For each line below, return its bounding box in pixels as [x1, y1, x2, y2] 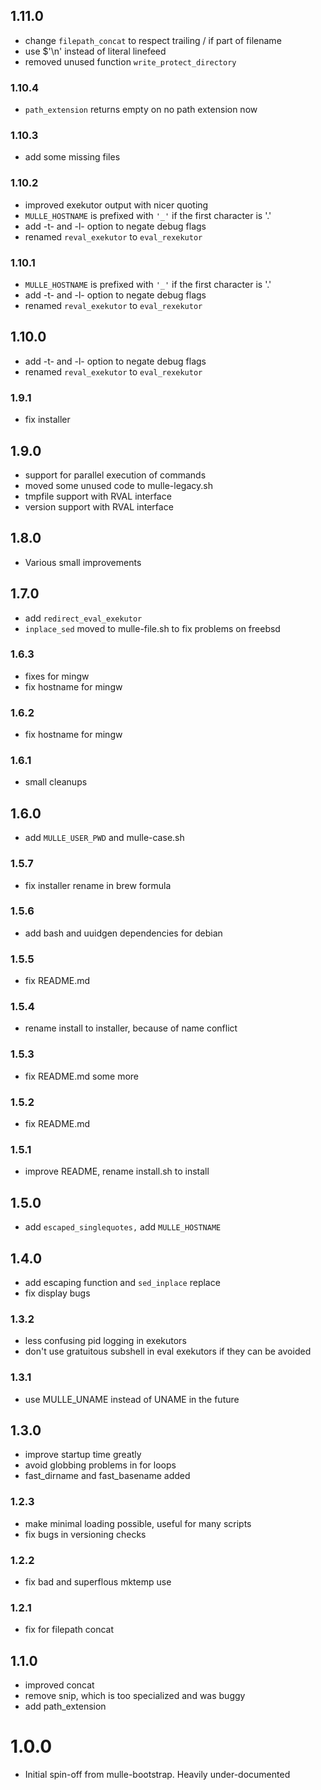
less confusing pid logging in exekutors [24, 1335, 187, 1347]
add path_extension [24, 1700, 107, 1713]
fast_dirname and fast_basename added [24, 1470, 191, 1482]
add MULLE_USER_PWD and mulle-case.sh [24, 832, 185, 844]
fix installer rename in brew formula [24, 879, 172, 891]
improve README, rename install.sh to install [24, 1165, 210, 1178]
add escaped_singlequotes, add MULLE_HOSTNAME [24, 1221, 222, 1233]
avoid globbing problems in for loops [24, 1459, 177, 1471]
